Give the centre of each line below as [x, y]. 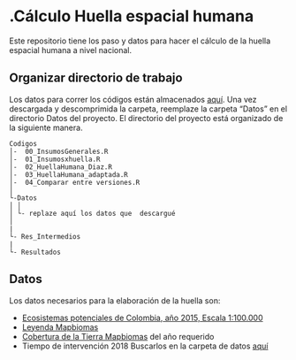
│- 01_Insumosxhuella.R [55, 159]
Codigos [23, 143]
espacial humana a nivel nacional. [71, 50]
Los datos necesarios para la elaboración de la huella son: [115, 300]
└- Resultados [35, 252]
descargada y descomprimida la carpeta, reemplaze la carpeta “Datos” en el [148, 109]
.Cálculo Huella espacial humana [132, 16]
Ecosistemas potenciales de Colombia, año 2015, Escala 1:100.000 [142, 318]
